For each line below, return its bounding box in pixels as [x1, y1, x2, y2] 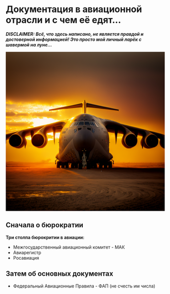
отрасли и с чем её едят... [6, 14, 122, 26]
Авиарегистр [13, 249, 42, 256]
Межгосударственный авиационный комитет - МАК [13, 244, 125, 250]
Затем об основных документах [6, 269, 114, 278]
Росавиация [13, 255, 39, 261]
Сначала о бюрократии [6, 221, 84, 229]
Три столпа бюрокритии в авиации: [6, 234, 85, 240]
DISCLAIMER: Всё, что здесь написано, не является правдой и [6, 31, 144, 37]
